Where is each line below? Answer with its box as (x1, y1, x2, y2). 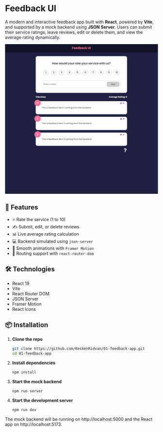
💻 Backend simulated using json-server (12, 238, 93, 244)
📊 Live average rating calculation (12, 231, 79, 237)
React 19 (12, 280, 30, 286)
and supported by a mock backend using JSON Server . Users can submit (5, 24, 152, 30)
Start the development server (12, 398, 73, 403)
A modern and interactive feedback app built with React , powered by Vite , (5, 19, 154, 25)
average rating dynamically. (5, 34, 61, 40)
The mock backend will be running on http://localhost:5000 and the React (5, 416, 153, 422)
